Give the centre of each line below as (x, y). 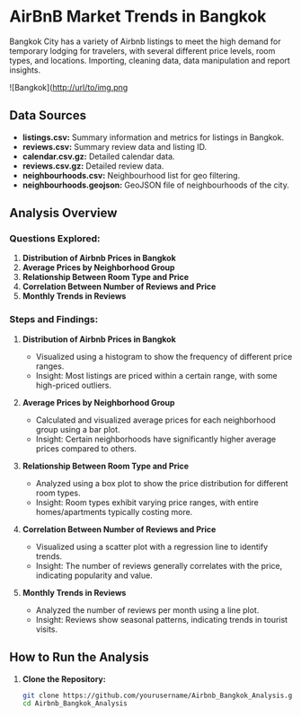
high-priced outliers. (74, 385)
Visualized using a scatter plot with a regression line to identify (152, 546)
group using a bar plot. (78, 429)
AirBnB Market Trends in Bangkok (138, 17)
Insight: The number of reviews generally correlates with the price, (159, 565)
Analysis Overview (63, 213)
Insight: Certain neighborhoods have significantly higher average (156, 439)
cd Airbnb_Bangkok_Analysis (75, 704)
